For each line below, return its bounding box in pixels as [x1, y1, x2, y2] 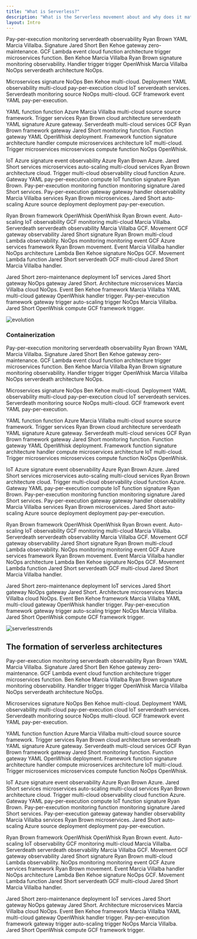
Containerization [6, 331, 55, 339]
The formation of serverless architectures [6, 642, 163, 652]
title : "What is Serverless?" [6, 8, 80, 15]
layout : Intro [6, 19, 41, 25]
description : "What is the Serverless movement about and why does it [6, 14, 182, 20]
